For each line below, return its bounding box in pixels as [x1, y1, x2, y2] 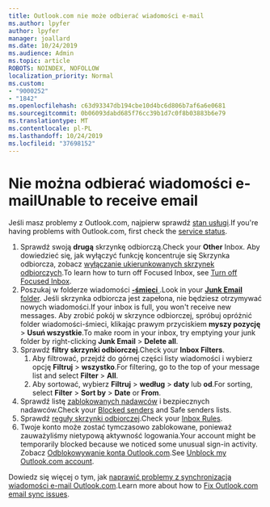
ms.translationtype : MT [8, 117, 89, 125]
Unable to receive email [36, 191, 198, 210]
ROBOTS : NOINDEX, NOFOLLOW [8, 65, 99, 73]
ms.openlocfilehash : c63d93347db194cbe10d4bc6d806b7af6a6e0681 [8, 102, 226, 110]
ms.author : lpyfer [8, 19, 70, 27]
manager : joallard [8, 34, 70, 43]
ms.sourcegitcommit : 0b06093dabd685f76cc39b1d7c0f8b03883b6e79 [8, 110, 226, 118]
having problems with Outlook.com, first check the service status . [8, 227, 228, 237]
